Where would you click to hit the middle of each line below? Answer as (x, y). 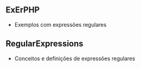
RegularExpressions (44, 44)
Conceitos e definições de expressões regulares (75, 58)
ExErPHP (23, 10)
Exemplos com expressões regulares (61, 24)
